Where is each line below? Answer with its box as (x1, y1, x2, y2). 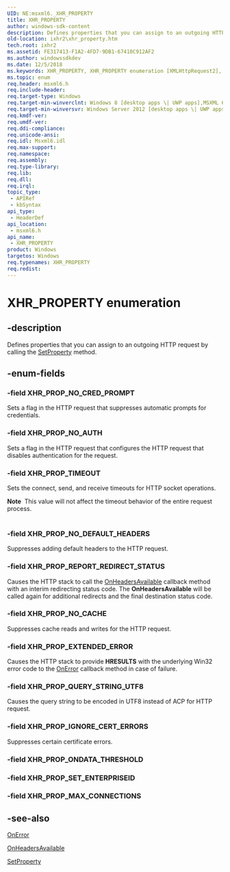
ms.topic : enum (7, 73, 51, 81)
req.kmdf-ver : (7, 112, 48, 119)
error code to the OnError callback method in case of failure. (7, 665, 178, 673)
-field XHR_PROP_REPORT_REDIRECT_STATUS (7, 562, 166, 571)
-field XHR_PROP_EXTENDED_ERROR (7, 641, 133, 651)
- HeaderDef (10, 214, 44, 221)
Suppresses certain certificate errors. (7, 737, 113, 746)
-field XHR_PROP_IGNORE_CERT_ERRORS (7, 722, 149, 731)
